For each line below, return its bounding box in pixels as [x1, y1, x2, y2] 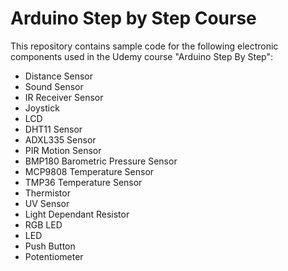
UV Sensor [24, 197, 70, 209]
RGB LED [24, 218, 63, 231]
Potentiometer [24, 250, 84, 262]
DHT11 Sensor [24, 123, 83, 135]
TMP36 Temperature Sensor [24, 176, 143, 188]
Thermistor [24, 187, 71, 199]
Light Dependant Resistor [24, 208, 130, 220]
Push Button [24, 240, 76, 252]
